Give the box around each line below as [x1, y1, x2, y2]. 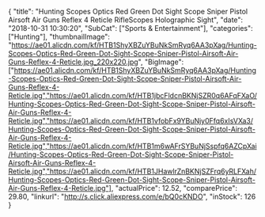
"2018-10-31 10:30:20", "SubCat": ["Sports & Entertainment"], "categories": [8, 24, 253, 32]
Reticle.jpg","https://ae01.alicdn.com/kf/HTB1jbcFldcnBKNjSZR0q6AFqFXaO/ [8, 91, 257, 100]
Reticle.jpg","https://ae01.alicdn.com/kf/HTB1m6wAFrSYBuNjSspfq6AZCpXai [8, 142, 257, 150]
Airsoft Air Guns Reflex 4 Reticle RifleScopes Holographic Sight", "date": [8, 15, 244, 25]
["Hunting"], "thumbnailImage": [8, 32, 111, 41]
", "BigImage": [138, 57, 184, 67]
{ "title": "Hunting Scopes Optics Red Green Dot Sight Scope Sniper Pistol [8, 7, 248, 16]
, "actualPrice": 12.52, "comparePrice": [111, 184, 237, 192]
